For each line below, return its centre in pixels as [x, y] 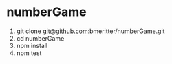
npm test [29, 53]
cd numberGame [40, 38]
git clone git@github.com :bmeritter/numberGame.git [90, 31]
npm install [32, 45]
